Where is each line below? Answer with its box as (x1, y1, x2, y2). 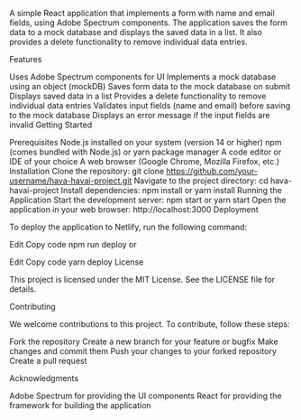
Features (9, 54, 42, 64)
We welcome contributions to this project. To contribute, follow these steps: (9, 319, 290, 329)
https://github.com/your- (166, 166, 259, 176)
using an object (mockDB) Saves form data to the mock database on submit (9, 81, 291, 91)
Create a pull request (9, 356, 87, 366)
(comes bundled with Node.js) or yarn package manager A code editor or (9, 146, 282, 157)
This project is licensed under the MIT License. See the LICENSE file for (9, 275, 276, 285)
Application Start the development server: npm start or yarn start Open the (9, 194, 287, 205)
